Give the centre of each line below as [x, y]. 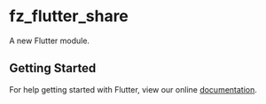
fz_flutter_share [69, 16]
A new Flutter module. [50, 41]
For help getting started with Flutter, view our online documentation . [133, 89]
